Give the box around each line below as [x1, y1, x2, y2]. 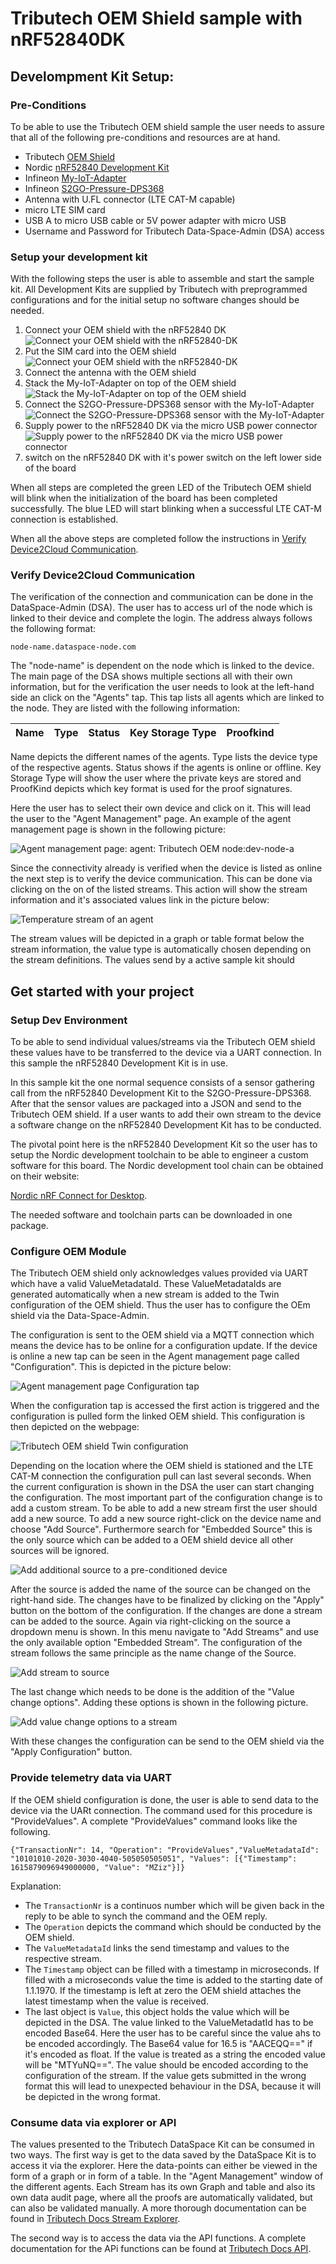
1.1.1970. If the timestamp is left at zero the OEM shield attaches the [24, 1984, 302, 1996]
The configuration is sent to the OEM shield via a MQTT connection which [10, 1329, 315, 1341]
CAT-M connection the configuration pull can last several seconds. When [10, 1470, 312, 1482]
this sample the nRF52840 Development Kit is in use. [10, 1057, 229, 1069]
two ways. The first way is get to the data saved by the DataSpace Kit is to [10, 2149, 317, 2161]
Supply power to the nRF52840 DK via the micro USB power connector [24, 420, 318, 432]
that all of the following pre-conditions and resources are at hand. [10, 131, 281, 143]
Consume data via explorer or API [10, 2115, 177, 2129]
